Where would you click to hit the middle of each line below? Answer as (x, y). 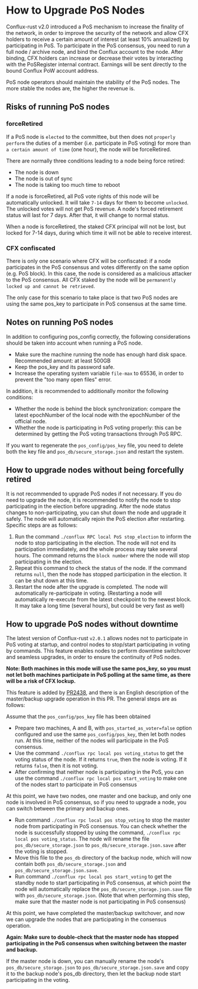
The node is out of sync (43, 179)
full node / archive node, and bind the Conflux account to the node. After (95, 51)
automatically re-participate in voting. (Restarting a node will (88, 593)
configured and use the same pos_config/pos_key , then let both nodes (100, 734)
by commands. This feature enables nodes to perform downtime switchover (98, 651)
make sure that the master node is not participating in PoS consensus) (100, 902)
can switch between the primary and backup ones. (68, 809)
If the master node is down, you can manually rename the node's (85, 961)
